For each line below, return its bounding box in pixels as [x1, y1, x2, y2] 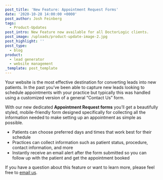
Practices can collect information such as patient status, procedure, [12, 140, 148, 145]
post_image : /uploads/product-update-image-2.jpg [5, 35, 108, 39]
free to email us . [5, 170, 37, 175]
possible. [5, 120, 23, 126]
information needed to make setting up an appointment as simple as [5, 115, 142, 120]
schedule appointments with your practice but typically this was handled [5, 90, 151, 95]
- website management [9, 61, 54, 66]
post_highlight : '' [5, 39, 45, 44]
